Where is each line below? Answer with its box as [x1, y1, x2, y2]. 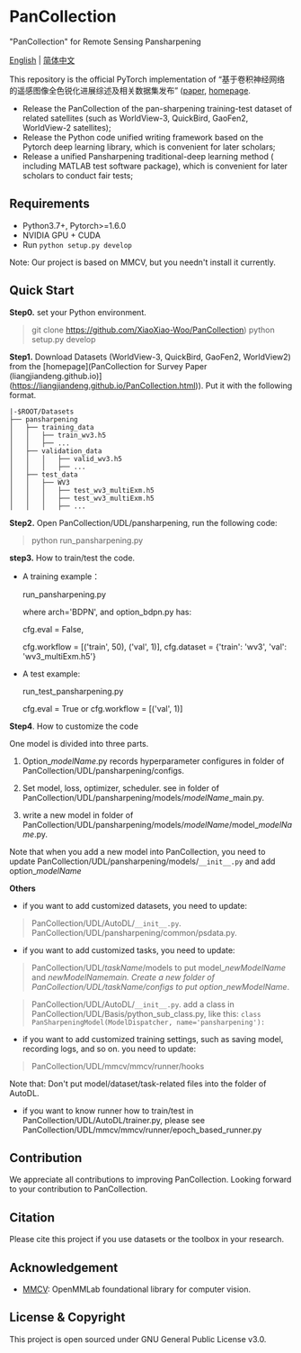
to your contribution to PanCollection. [9, 1184, 148, 1194]
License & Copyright [9, 1310, 126, 1325]
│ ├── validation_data [9, 446, 102, 456]
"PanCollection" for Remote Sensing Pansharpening [9, 36, 202, 47]
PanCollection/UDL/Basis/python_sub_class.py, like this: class [31, 1008, 261, 1019]
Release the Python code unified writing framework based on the [22, 132, 263, 142]
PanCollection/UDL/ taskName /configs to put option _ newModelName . [31, 981, 290, 992]
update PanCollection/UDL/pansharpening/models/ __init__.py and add [9, 856, 276, 867]
